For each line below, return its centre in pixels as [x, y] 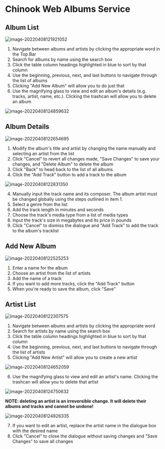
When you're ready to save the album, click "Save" [64, 289]
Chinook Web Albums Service [68, 9]
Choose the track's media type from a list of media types [70, 215]
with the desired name [35, 431]
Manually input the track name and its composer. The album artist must [84, 194]
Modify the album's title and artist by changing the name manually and [84, 148]
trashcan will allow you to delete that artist [55, 382]
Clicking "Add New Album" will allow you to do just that [68, 86]
